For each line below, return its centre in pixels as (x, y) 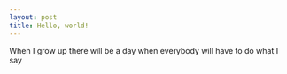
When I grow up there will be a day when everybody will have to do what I (144, 50)
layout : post (33, 17)
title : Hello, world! (49, 26)
